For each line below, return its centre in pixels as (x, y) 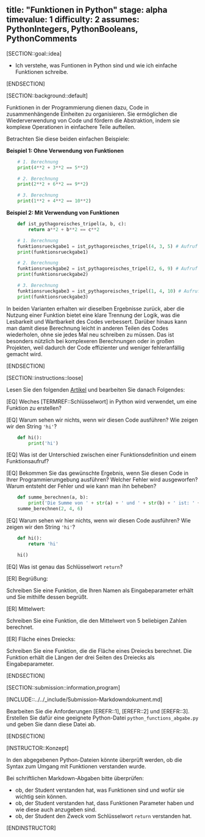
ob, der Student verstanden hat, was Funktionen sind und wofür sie (100, 790)
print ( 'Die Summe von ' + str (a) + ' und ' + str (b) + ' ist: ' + (114, 503)
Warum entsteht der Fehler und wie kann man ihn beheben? (81, 486)
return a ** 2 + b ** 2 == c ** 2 (64, 229)
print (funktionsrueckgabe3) (53, 297)
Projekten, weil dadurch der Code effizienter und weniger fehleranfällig (95, 348)
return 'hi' (44, 544)
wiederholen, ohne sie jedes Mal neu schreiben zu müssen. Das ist (90, 334)
